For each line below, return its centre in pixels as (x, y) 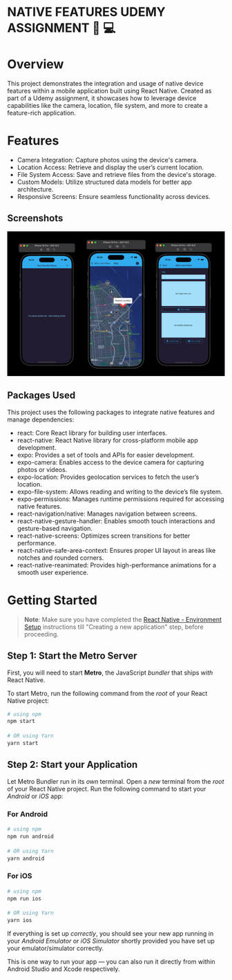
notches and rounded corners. (60, 558)
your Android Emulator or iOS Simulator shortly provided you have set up (111, 941)
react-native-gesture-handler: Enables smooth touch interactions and (116, 521)
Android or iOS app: (35, 796)
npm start (21, 722)
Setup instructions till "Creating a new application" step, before (114, 627)
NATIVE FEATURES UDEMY (86, 12)
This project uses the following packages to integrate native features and (111, 412)
